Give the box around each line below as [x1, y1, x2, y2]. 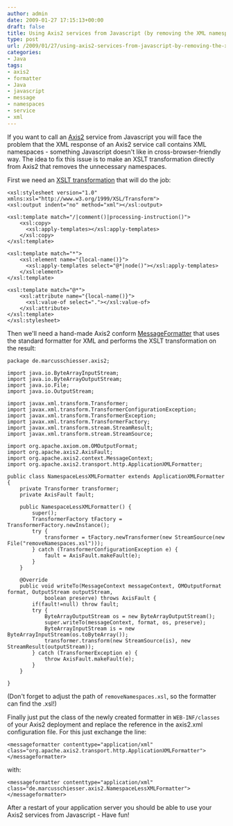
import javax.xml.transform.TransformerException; [7, 412, 157, 419]
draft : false [7, 23, 45, 30]
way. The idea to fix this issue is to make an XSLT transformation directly [7, 154, 215, 163]
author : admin [7, 10, 49, 17]
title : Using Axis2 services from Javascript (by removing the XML [7, 29, 207, 37]
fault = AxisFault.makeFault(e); [44, 552, 141, 559]
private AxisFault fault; [19, 491, 95, 498]
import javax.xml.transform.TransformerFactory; [7, 418, 150, 425]
